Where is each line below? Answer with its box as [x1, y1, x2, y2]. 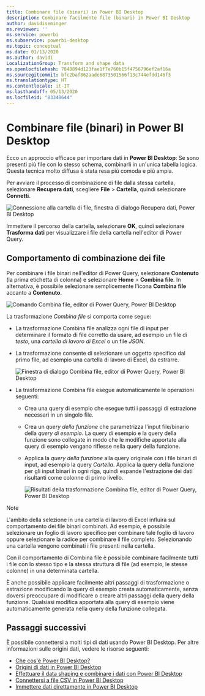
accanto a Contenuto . [6, 289, 62, 296]
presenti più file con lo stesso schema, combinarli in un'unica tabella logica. [6, 161, 197, 168]
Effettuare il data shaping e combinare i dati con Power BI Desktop [15, 670, 182, 678]
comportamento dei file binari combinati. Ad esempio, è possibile [6, 522, 170, 530]
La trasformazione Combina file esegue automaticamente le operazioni [15, 386, 195, 393]
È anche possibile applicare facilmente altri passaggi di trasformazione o [6, 578, 190, 586]
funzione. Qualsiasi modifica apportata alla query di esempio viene [6, 598, 174, 605]
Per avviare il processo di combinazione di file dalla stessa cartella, [6, 179, 176, 186]
